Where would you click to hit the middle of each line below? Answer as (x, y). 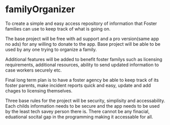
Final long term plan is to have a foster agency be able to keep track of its (82, 80)
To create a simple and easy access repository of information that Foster (81, 23)
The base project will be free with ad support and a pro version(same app (82, 39)
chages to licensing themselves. (39, 90)
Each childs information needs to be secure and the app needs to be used (82, 106)
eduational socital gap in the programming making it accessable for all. (79, 117)
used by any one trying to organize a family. (51, 49)
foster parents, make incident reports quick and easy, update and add (78, 85)
